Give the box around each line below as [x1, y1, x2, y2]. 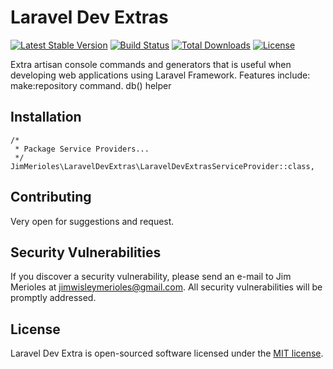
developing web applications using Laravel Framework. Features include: [10, 69, 311, 81]
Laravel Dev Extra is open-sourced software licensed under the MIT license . [10, 347, 324, 360]
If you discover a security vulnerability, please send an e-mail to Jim [10, 271, 292, 283]
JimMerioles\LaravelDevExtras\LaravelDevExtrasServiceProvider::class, [10, 161, 315, 171]
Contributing [10, 189, 92, 206]
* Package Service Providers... [14, 144, 150, 154]
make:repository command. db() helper [10, 79, 172, 91]
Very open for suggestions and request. [10, 215, 175, 227]
